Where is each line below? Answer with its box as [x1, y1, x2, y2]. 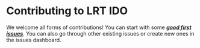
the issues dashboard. [6, 36, 61, 43]
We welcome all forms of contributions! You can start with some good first [6, 24, 192, 31]
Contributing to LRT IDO [6, 4, 128, 18]
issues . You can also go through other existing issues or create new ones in [6, 30, 195, 37]
